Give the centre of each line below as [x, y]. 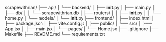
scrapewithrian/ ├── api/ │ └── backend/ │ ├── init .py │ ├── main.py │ [80, 8]
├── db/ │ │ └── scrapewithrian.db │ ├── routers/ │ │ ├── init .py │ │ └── [83, 13]
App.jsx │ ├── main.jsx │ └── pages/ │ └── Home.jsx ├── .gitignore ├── [82, 29]
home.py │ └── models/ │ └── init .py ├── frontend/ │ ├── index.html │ [80, 18]
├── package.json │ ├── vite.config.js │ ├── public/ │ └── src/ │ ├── [79, 23]
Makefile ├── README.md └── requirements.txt [55, 34]
